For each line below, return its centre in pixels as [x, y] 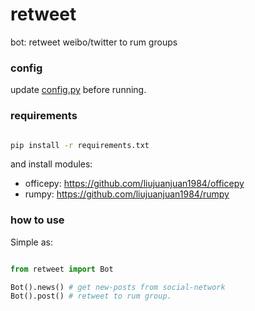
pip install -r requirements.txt [80, 145]
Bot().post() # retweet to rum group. [91, 296]
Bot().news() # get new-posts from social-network [118, 287]
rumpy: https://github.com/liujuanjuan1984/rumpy [127, 194]
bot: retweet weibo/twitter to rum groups [94, 42]
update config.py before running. [78, 90]
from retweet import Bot [62, 269]
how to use [37, 220]
